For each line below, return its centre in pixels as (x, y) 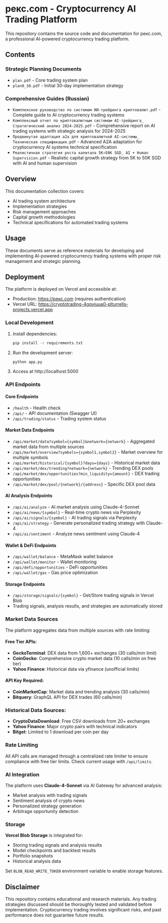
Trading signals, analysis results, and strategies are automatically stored (88, 606)
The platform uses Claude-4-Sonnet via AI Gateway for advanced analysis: (84, 785)
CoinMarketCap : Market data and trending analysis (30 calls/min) (81, 692)
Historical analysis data (37, 861)
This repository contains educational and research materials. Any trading (81, 899)
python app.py (27, 362)
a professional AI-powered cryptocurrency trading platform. (67, 39)
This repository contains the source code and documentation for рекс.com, (84, 33)
